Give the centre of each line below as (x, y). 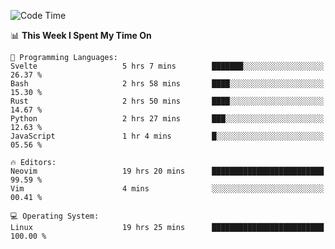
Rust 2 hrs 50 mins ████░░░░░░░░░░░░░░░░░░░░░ (167, 101)
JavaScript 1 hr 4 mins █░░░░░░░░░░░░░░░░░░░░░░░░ (167, 136)
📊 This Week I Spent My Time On (81, 35)
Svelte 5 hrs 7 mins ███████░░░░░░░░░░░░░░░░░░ (167, 66)
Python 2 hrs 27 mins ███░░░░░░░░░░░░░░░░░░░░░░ (167, 119)
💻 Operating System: (55, 216)
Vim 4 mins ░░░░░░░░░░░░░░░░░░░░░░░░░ (167, 189)
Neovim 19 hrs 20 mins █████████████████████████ (167, 171)
